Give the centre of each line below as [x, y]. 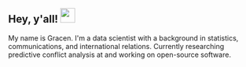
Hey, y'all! [33, 19]
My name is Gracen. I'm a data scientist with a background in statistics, [123, 38]
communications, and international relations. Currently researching [116, 46]
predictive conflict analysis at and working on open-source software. [120, 55]
